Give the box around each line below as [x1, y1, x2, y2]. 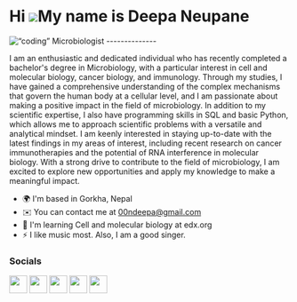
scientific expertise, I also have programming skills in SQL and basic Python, [9, 109, 289, 120]
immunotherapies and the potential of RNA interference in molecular [9, 147, 260, 157]
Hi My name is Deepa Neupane [9, 6, 250, 27]
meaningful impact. [9, 175, 80, 186]
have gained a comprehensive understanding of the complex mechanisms [9, 81, 281, 91]
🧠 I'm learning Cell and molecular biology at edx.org [21, 219, 213, 230]
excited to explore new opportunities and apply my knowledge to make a [9, 166, 276, 177]
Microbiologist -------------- [52, 36, 157, 46]
